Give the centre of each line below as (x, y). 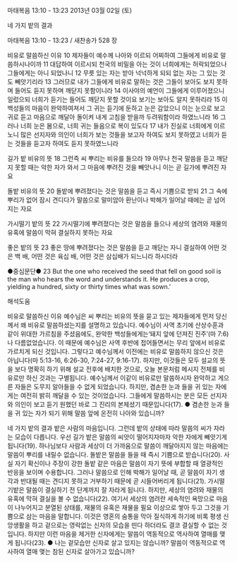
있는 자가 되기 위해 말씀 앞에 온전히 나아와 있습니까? (93, 413)
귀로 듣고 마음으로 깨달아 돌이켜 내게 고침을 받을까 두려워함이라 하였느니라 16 (113, 117)
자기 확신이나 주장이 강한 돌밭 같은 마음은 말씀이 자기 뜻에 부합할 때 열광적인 (119, 463)
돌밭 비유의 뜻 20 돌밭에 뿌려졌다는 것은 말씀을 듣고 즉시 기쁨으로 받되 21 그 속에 (117, 191)
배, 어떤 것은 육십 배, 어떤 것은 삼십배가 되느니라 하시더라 (100, 256)
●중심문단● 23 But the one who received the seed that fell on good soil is (114, 271)
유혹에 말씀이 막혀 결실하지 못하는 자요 (60, 232)
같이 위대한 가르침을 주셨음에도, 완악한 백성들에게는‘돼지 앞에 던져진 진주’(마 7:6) (118, 334)
